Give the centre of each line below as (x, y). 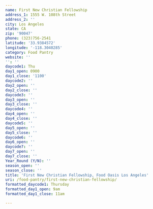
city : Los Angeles (25, 24)
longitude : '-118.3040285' (34, 48)
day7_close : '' (21, 156)
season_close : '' (24, 170)
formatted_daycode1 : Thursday (37, 185)
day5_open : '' (20, 128)
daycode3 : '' (19, 95)
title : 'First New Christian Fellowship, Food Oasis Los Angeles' (77, 175)
